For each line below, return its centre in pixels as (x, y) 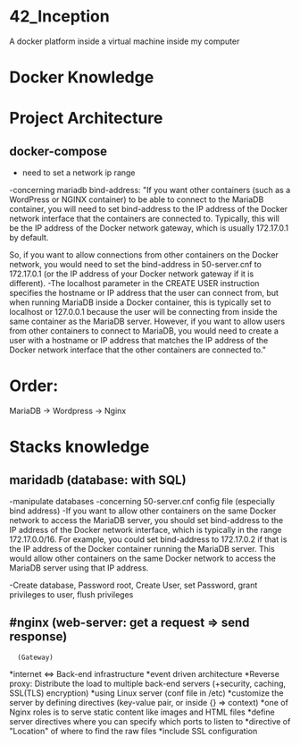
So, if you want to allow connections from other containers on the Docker (144, 255)
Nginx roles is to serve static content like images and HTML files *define (142, 712)
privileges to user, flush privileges (71, 595)
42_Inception (59, 17)
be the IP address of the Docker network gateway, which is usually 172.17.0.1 (149, 228)
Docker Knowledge (82, 77)
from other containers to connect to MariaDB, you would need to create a (144, 331)
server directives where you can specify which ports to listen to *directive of (150, 721)
